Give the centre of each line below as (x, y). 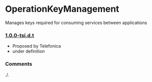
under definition (28, 51)
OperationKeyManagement (62, 9)
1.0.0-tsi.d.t (20, 35)
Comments (19, 64)
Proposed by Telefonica (36, 46)
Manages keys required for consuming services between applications (76, 23)
